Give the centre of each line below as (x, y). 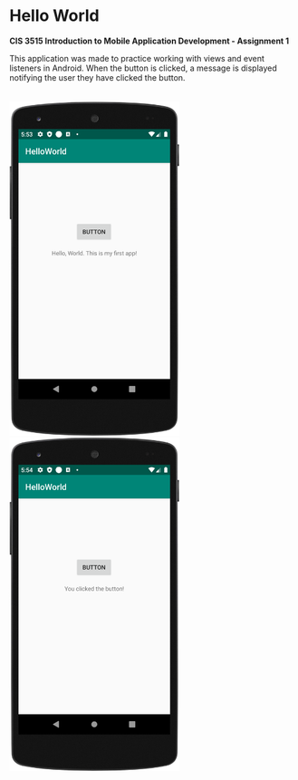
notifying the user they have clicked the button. (97, 77)
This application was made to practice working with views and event (137, 58)
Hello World (54, 16)
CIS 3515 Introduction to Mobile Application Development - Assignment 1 (149, 41)
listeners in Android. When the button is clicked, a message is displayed (144, 68)
